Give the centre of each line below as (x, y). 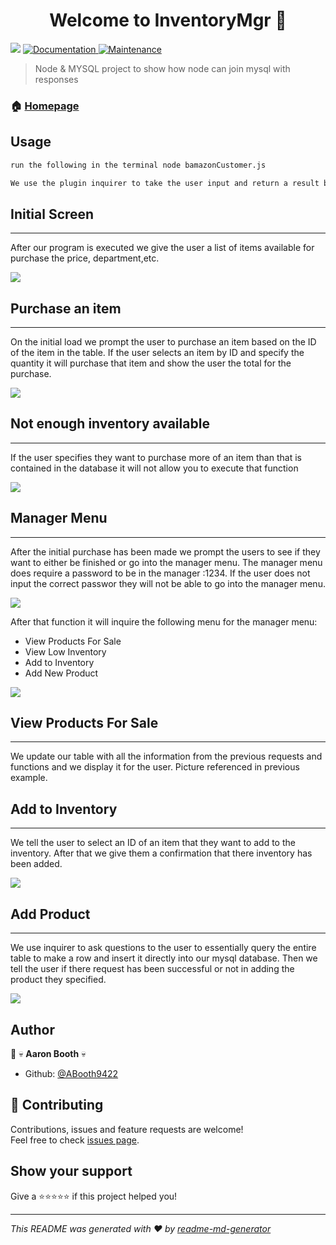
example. (29, 778)
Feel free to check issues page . (75, 1140)
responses (56, 79)
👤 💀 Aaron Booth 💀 (48, 1053)
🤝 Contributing (57, 1105)
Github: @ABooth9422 (71, 1073)
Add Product (50, 914)
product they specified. (58, 980)
